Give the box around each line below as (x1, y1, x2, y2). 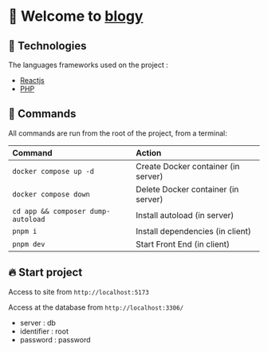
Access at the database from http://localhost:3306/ (8, 303, 184, 312)
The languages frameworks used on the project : (8, 60, 169, 69)
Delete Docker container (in (135, 184, 239, 195)
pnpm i (12, 227, 37, 235)
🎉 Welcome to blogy (8, 7, 144, 26)
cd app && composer (12, 207, 86, 216)
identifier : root (19, 326, 69, 336)
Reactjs (19, 76, 45, 85)
